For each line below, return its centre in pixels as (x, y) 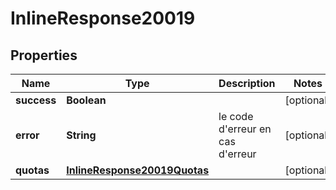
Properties (44, 55)
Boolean (86, 100)
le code (236, 116)
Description (247, 83)
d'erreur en (245, 129)
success (36, 100)
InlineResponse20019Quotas (138, 170)
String (81, 135)
